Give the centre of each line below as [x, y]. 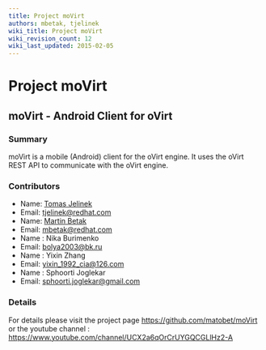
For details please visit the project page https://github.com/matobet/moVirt [133, 320]
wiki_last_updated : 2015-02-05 [61, 46]
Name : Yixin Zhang [53, 255]
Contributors [34, 186]
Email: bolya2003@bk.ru [61, 247]
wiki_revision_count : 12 [50, 38]
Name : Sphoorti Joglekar [63, 273]
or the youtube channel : [49, 328]
